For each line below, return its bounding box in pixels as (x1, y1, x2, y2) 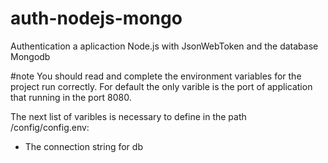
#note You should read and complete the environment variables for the (10, 70, 302, 82)
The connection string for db (24, 140, 143, 152)
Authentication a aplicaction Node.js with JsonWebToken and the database (10, 40, 319, 52)
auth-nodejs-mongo (10, 7, 183, 30)
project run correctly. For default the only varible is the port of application (10, 80, 313, 92)
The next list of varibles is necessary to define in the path (10, 110, 247, 122)
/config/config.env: (10, 121, 90, 133)
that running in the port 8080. (10, 91, 132, 103)
